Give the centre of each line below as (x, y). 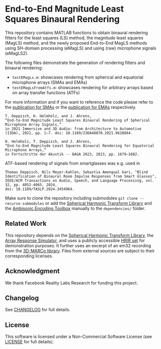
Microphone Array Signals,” (33, 125)
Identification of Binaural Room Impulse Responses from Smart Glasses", (81, 176)
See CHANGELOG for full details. (38, 310)
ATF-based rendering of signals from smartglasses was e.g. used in (73, 163)
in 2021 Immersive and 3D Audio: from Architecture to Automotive (73, 129)
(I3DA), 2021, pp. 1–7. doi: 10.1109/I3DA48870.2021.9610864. (69, 133)
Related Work (26, 224)
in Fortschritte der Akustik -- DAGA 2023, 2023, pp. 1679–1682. (72, 154)
